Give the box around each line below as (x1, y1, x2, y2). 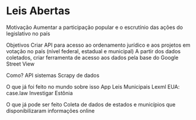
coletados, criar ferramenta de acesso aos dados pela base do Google (6, 54, 179, 61)
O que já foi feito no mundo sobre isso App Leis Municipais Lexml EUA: (6, 83, 180, 90)
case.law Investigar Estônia (6, 89, 73, 96)
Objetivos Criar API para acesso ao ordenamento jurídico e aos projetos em (6, 41, 191, 48)
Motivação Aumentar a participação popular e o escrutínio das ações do (6, 24, 183, 31)
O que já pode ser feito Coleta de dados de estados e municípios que (6, 100, 176, 108)
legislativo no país (6, 30, 50, 37)
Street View (6, 60, 34, 67)
